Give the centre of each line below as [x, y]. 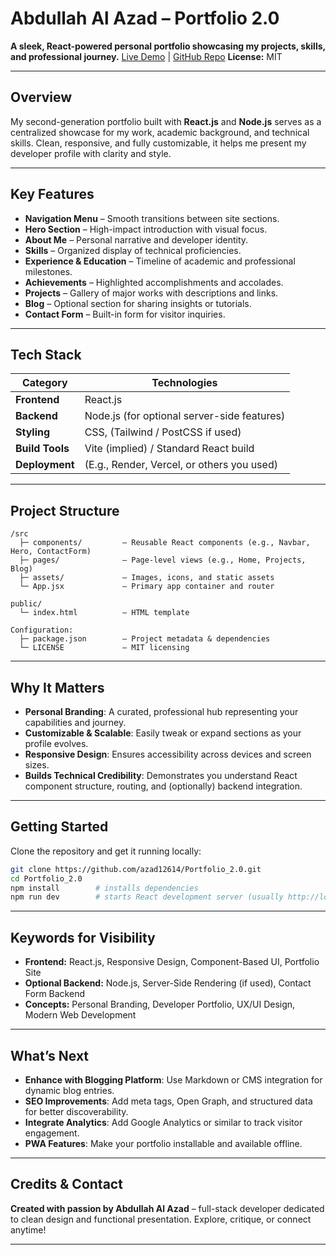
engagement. [52, 1133]
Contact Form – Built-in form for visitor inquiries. [125, 314]
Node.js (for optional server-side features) [185, 416]
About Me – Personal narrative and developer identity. [136, 239]
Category [44, 383]
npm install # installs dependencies [104, 888]
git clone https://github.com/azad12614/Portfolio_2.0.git [136, 869]
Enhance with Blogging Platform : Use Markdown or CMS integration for [173, 1079]
